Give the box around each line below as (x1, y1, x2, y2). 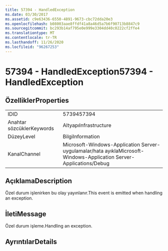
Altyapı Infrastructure (62, 122, 111, 129)
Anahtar (7, 118, 26, 125)
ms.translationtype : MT (5, 30, 55, 35)
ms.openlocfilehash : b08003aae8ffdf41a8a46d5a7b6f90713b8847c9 (5, 21, 140, 26)
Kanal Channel (7, 150, 41, 157)
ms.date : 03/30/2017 (5, 12, 48, 17)
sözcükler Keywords (7, 125, 54, 132)
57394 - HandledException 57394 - (5, 66, 153, 77)
